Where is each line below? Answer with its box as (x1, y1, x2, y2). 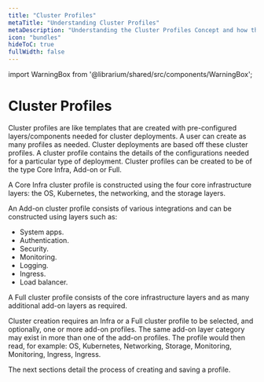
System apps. (19, 227, 64, 237)
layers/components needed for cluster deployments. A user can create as (8, 131, 247, 141)
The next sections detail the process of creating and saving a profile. (8, 365, 231, 374)
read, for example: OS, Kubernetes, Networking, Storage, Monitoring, (8, 341, 232, 351)
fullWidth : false (8, 48, 65, 56)
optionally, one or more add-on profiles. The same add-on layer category (8, 324, 245, 334)
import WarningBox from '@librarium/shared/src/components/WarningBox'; (8, 70, 253, 79)
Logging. (19, 260, 49, 270)
